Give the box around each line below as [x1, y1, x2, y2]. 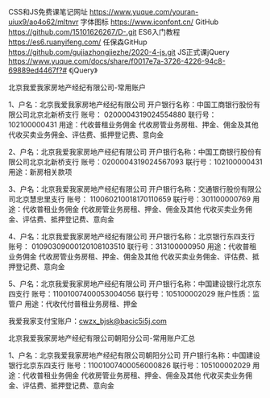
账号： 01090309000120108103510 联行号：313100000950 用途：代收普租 [8, 242, 257, 251]
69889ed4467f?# [8, 65, 67, 75]
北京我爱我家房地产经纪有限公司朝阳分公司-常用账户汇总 [8, 334, 196, 342]
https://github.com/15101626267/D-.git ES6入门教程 [8, 27, 181, 36]
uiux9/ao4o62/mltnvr [8, 17, 79, 27]
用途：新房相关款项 [8, 168, 73, 176]
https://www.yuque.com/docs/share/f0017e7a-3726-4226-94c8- [8, 56, 226, 66]
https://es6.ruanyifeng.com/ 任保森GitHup [8, 37, 147, 47]
